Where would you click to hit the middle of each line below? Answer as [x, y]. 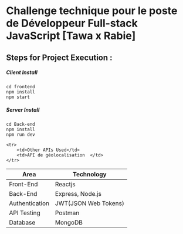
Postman [67, 213]
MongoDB [69, 222]
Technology [89, 174]
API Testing [25, 213]
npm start [18, 97]
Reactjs [65, 184]
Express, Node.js [78, 193]
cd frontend [21, 86]
